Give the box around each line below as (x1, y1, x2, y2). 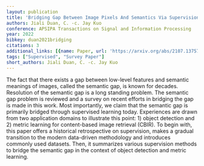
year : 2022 (6, 31, 34, 37)
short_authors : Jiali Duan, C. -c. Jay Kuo (6, 59, 118, 65)
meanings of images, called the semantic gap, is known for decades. (6, 82, 178, 89)
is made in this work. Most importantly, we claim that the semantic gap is (6, 101, 188, 109)
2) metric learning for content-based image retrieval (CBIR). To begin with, (6, 121, 192, 128)
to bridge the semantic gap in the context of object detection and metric (6, 146, 187, 154)
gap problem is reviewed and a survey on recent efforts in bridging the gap (6, 95, 194, 103)
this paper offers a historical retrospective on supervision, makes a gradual (6, 127, 194, 135)
